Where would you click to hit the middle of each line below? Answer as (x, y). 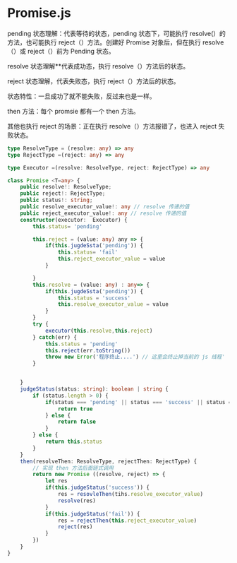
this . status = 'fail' (88, 252)
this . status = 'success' (94, 298)
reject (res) (75, 527)
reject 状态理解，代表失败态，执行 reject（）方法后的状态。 (93, 81)
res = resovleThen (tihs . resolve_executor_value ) (130, 494)
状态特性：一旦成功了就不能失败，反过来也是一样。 (81, 96)
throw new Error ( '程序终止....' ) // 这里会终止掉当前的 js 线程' (135, 357)
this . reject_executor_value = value (111, 259)
